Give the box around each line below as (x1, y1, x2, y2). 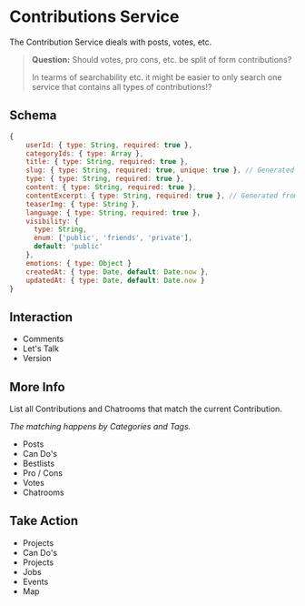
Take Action (9, 513, 79, 529)
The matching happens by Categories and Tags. (9, 421, 192, 431)
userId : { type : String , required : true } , (25, 140, 193, 149)
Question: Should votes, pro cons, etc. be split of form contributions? (31, 54, 292, 65)
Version (22, 353, 52, 364)
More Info (9, 379, 65, 395)
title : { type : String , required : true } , (25, 157, 189, 167)
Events (22, 576, 49, 587)
